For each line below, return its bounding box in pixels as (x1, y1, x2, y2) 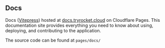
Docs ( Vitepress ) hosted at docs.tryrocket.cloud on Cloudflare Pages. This (5, 17, 160, 23)
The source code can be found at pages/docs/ (5, 37, 101, 43)
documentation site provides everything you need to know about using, (5, 22, 153, 28)
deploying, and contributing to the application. (5, 27, 101, 34)
